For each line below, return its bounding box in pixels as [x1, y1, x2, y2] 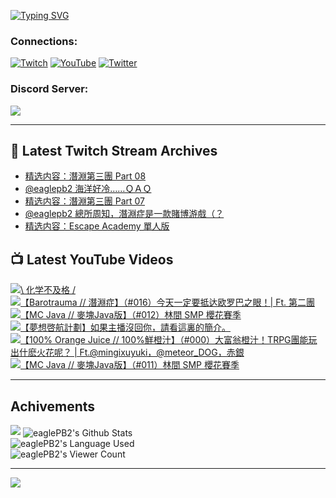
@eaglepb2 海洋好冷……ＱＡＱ [24, 183, 152, 195]
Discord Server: [10, 82, 89, 96]
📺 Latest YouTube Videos [10, 251, 174, 268]
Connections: [10, 34, 78, 48]
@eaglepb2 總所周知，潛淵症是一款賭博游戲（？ [24, 208, 225, 220]
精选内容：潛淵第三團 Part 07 [24, 195, 146, 207]
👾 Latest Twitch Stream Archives [10, 142, 218, 159]
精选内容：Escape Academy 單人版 [24, 220, 170, 232]
